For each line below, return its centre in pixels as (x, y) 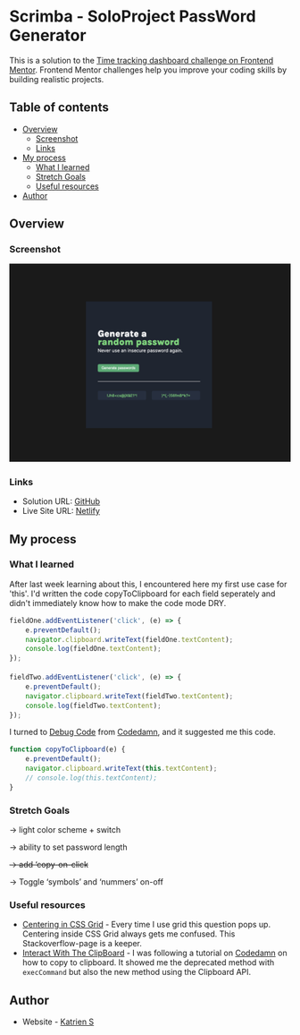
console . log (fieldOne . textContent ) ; (94, 649)
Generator (48, 35)
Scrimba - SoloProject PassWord (133, 17)
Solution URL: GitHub (61, 501)
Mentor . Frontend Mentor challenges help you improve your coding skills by (148, 70)
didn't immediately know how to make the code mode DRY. (118, 603)
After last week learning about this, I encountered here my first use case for (148, 584)
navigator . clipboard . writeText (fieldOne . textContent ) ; (129, 639)
